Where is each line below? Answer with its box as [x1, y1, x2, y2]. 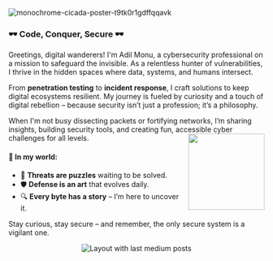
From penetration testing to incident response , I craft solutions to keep [8, 83, 249, 93]
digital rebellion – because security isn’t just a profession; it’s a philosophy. [8, 100, 258, 110]
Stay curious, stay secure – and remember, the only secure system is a [8, 219, 245, 228]
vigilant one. [8, 228, 50, 237]
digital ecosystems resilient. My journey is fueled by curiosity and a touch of [8, 92, 264, 102]
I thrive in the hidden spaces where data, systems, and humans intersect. [8, 67, 253, 77]
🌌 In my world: [8, 151, 58, 162]
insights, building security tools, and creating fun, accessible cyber [8, 124, 233, 134]
